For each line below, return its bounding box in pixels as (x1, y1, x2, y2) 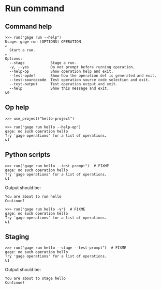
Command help (5, 22, 52, 31)
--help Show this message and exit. (9, 86, 109, 91)
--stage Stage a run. (9, 61, 77, 65)
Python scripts (5, 151, 51, 159)
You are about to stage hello (5, 276, 66, 281)
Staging (5, 233, 29, 241)
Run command (5, 3, 64, 14)
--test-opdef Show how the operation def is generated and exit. (9, 73, 157, 78)
